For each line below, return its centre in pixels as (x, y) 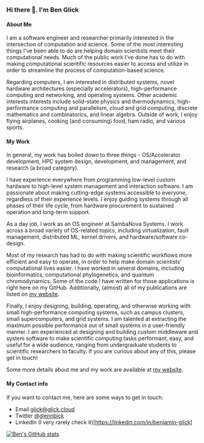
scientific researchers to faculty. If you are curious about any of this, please (101, 351)
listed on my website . (33, 294)
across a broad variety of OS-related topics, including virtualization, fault (97, 231)
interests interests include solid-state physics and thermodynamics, (91, 102)
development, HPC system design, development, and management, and (97, 162)
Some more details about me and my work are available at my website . (95, 370)
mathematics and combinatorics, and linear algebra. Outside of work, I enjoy (102, 115)
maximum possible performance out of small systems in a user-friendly (96, 325)
